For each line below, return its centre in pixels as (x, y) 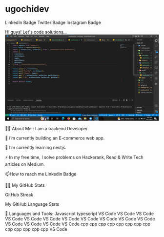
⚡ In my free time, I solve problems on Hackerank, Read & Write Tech (74, 157)
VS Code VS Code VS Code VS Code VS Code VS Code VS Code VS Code (80, 218)
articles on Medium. (25, 164)
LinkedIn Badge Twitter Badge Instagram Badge (53, 22)
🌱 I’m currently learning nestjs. (36, 147)
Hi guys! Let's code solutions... (36, 32)
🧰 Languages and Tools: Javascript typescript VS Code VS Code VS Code (80, 214)
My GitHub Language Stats (32, 204)
